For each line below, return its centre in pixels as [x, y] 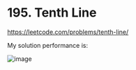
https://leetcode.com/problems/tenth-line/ [68, 32]
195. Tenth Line [52, 13]
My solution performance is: [48, 45]
